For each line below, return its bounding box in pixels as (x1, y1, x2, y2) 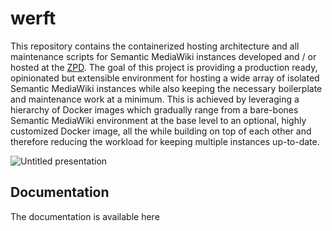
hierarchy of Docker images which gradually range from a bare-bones (10, 103, 299, 116)
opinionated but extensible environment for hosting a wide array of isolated (10, 72, 320, 84)
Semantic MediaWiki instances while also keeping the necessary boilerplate (10, 82, 323, 94)
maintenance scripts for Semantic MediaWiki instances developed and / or (10, 50, 317, 62)
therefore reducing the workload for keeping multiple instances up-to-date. (10, 135, 320, 147)
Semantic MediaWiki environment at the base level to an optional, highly (10, 114, 307, 126)
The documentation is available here (10, 210, 160, 222)
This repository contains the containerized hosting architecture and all (10, 40, 300, 52)
